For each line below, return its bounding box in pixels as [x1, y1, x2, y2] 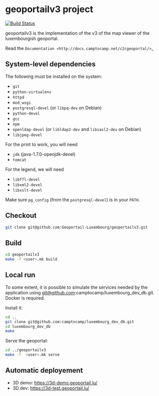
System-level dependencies [5, 60, 96, 69]
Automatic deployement [5, 366, 83, 375]
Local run [5, 271, 35, 279]
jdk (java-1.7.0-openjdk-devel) [12, 151, 76, 157]
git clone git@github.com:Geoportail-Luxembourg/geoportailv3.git [5, 225, 148, 230]
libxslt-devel [12, 188, 42, 193]
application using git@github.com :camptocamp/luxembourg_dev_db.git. [5, 289, 155, 295]
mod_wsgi [12, 100, 31, 105]
